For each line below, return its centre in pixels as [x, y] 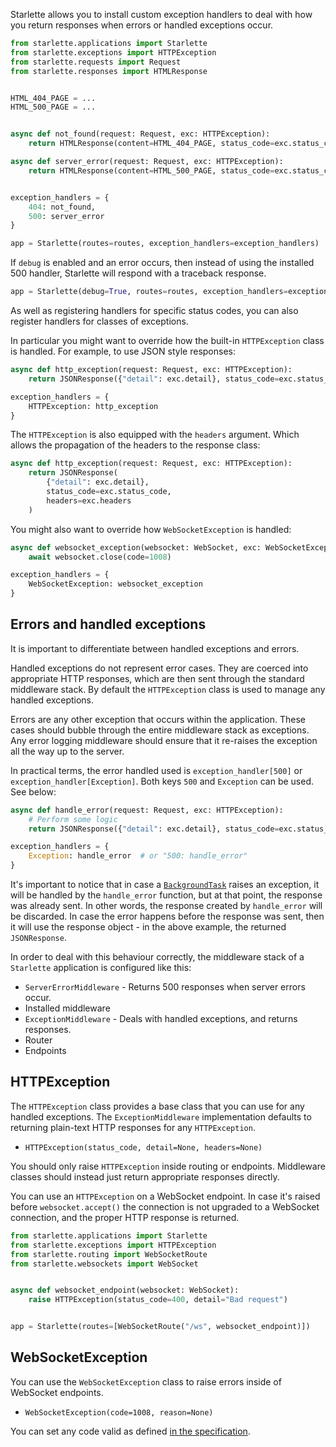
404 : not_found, [62, 207]
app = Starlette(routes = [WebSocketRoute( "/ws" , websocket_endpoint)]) [160, 1327]
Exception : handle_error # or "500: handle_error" [138, 856]
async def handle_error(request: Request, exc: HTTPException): [147, 810]
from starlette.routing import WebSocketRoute [109, 1254]
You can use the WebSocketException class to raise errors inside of [146, 1381]
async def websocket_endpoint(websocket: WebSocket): [125, 1290]
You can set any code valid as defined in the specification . [130, 1431]
